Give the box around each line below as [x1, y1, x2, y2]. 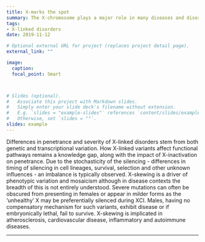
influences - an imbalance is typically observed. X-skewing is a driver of [6, 170, 188, 178]
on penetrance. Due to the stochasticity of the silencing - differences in [6, 157, 186, 165]
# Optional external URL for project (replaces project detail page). [6, 43, 190, 49]
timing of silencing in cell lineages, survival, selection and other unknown [6, 164, 190, 172]
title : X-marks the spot [6, 9, 70, 15]
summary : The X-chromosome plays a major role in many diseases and [6, 15, 184, 21]
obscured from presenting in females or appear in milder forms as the [6, 190, 182, 197]
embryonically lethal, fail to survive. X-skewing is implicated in [6, 210, 163, 217]
